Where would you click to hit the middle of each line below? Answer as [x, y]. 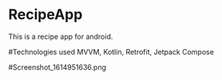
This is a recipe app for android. [61, 36]
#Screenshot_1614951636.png [57, 67]
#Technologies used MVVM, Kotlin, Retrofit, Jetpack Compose [111, 51]
